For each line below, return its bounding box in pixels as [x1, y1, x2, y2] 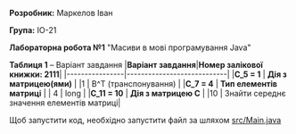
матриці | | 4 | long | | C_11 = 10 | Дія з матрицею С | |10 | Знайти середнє [9, 88, 287, 98]
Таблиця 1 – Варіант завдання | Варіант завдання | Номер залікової [9, 60, 263, 70]
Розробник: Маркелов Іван [9, 8, 113, 18]
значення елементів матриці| [9, 97, 121, 108]
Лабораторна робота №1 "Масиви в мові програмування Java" [9, 42, 251, 53]
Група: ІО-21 [9, 25, 57, 35]
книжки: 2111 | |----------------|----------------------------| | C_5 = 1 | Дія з [9, 69, 287, 80]
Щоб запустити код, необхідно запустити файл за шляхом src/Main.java [9, 115, 282, 125]
